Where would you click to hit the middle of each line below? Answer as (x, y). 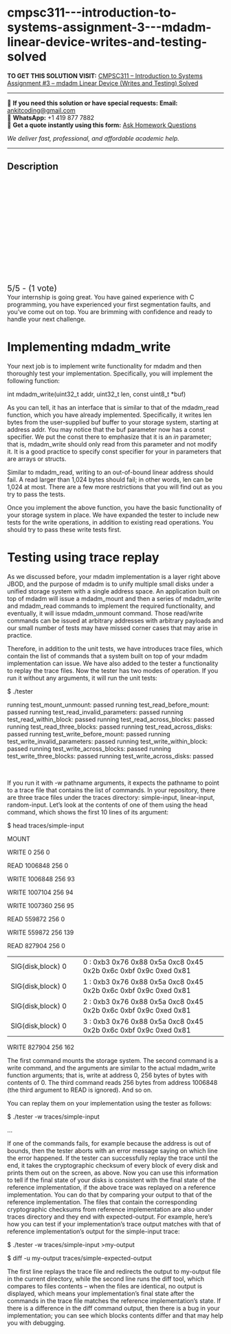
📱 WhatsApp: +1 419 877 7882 (51, 117)
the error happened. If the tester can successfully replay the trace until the (113, 1158)
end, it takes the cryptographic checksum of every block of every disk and (113, 1165)
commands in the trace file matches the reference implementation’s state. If (114, 1301)
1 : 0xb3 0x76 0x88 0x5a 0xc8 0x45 (143, 981)
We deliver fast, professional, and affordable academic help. (93, 138)
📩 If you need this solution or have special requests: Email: (92, 103)
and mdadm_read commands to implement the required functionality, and (111, 606)
